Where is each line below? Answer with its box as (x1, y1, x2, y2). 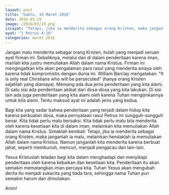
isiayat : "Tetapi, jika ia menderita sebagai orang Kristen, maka (5, 26, 147, 31)
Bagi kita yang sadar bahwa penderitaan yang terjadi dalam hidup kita (5, 107, 150, 113)
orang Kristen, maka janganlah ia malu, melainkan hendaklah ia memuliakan (5, 134, 162, 140)
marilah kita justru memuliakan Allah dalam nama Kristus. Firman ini (5, 60, 145, 66)
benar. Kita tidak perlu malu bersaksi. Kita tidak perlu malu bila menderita (5, 118, 157, 124)
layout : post (5, 7, 33, 13)
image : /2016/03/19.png (5, 21, 55, 27)
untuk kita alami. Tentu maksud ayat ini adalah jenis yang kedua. (5, 97, 138, 103)
